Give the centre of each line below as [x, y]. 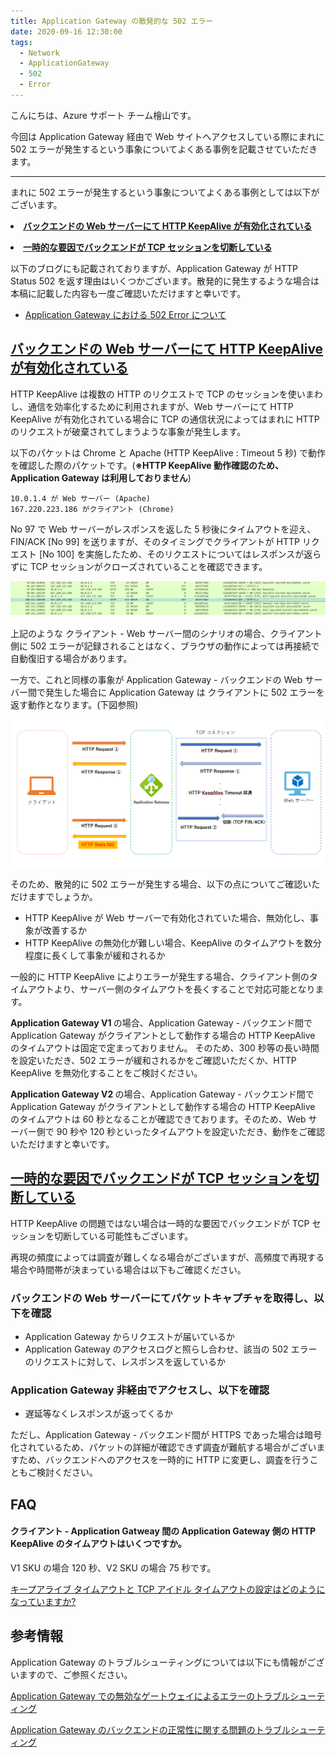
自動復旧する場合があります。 [71, 659]
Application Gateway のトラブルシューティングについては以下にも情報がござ [167, 1662]
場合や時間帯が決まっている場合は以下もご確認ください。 [128, 1269]
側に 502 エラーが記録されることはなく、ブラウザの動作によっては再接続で [165, 646]
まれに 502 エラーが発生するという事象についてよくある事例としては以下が [165, 192]
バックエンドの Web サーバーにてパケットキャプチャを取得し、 [162, 1298]
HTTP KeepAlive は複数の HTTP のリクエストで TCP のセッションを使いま [162, 394]
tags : [21, 42]
